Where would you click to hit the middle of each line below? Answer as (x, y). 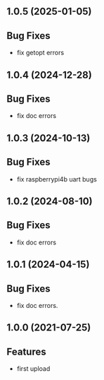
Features (26, 351)
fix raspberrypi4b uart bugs (57, 179)
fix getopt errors (40, 53)
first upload (33, 369)
